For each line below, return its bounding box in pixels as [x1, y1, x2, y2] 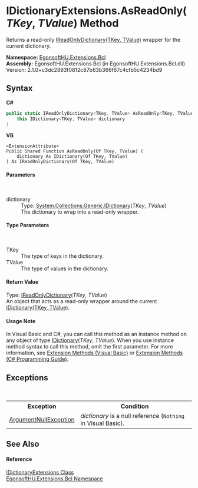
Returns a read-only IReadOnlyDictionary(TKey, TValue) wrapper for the [6, 36, 181, 43]
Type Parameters [6, 222, 49, 229]
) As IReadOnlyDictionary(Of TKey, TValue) [6, 159, 115, 165]
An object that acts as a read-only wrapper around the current [6, 297, 157, 304]
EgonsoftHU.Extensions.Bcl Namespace [6, 475, 103, 482]
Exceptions [6, 373, 48, 383]
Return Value [6, 278, 39, 286]
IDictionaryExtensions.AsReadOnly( [6, 4, 187, 18]
